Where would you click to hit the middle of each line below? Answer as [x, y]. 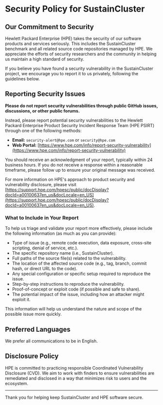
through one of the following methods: [43, 130]
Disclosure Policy [32, 356]
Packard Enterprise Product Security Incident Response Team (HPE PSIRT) [80, 125]
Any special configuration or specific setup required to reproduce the [81, 274]
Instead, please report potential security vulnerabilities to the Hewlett [74, 120]
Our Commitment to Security [49, 27]
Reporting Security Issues [45, 94]
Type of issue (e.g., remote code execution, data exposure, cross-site [82, 243]
